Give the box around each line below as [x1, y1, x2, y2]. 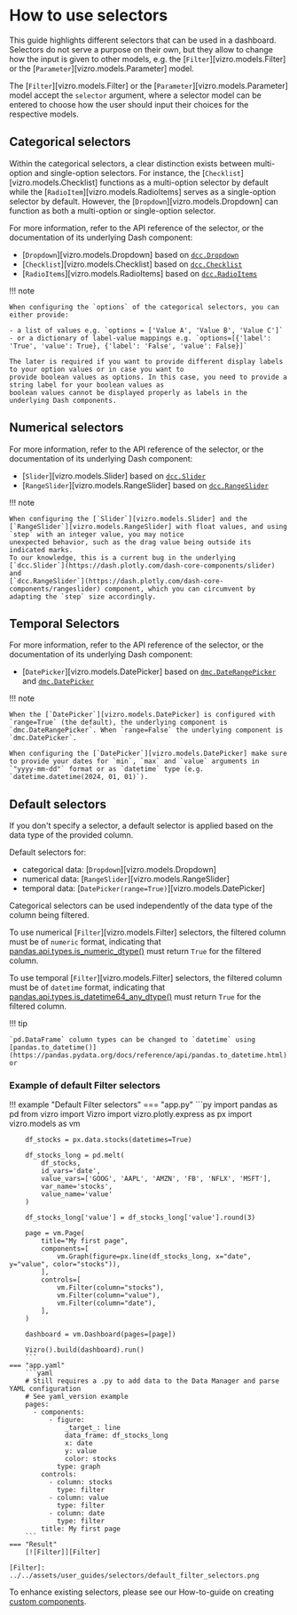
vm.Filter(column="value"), [56, 1291, 161, 1300]
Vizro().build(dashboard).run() [25, 1346, 145, 1354]
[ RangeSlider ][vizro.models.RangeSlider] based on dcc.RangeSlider [21, 479, 269, 490]
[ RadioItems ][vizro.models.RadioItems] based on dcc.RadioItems [21, 268, 258, 278]
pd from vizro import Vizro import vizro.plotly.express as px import [9, 1109, 253, 1120]
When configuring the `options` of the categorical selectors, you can [9, 302, 279, 311]
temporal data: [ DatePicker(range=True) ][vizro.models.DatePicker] [21, 883, 266, 894]
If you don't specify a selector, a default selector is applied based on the [9, 820, 273, 832]
